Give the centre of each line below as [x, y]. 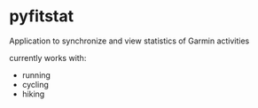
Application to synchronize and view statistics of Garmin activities [129, 41]
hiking [33, 94]
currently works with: [48, 58]
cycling [35, 84]
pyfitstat [42, 16]
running [36, 75]
